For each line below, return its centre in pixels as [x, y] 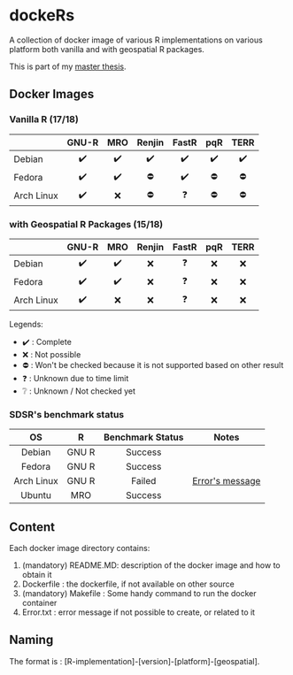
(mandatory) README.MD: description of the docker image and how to [151, 565]
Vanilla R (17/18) [44, 119]
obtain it [37, 575]
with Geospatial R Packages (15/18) [86, 224]
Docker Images [52, 94]
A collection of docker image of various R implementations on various [136, 40]
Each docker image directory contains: [80, 548]
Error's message [226, 481]
